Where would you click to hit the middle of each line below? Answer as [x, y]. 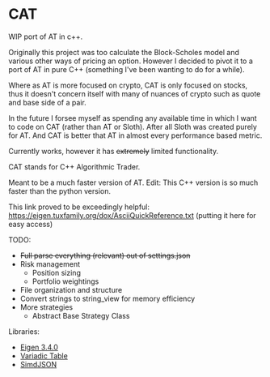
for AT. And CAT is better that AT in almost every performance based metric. [135, 135]
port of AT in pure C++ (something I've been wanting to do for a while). [127, 69]
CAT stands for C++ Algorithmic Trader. [74, 166]
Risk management [50, 263]
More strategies [46, 307]
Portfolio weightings [65, 281]
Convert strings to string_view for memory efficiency [108, 298]
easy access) [31, 224]
